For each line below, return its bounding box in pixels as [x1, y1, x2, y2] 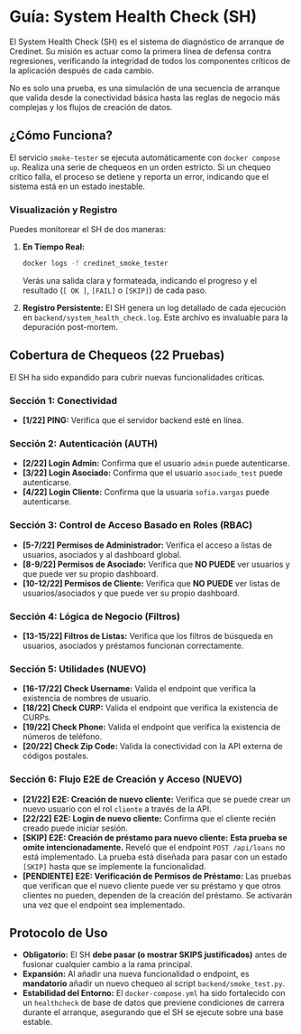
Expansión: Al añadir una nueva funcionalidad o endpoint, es [22, 969, 250, 980]
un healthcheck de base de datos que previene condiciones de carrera [22, 997, 285, 1009]
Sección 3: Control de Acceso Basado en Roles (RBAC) [9, 519, 253, 531]
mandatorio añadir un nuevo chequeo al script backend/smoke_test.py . [22, 978, 286, 989]
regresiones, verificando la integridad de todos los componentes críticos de [9, 55, 291, 66]
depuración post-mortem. [22, 321, 119, 332]
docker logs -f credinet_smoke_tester [22, 259, 169, 268]
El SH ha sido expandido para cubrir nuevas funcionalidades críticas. [9, 371, 266, 382]
